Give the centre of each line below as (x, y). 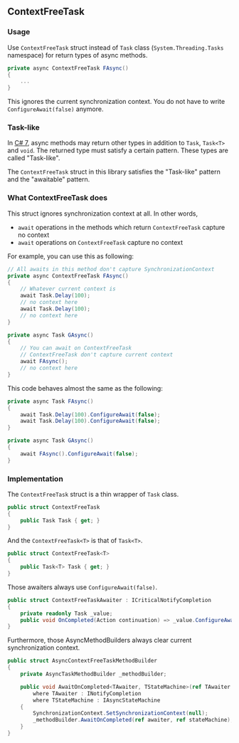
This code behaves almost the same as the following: (85, 388)
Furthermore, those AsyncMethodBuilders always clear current (100, 641)
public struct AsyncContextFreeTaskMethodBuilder (83, 661)
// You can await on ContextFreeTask (76, 348)
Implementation (36, 478)
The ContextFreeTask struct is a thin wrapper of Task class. (93, 494)
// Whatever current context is (68, 289)
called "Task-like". (34, 158)
